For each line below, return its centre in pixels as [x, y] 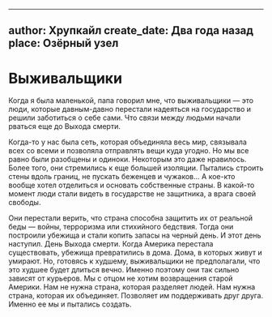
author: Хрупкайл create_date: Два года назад [131, 30]
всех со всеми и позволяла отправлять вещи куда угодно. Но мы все [129, 151]
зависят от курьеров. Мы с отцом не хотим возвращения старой [121, 278]
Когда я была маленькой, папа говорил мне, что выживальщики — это [131, 101]
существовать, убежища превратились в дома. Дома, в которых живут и [136, 253]
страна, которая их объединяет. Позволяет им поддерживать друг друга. [136, 296]
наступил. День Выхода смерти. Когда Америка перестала [111, 244]
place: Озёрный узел [64, 43]
